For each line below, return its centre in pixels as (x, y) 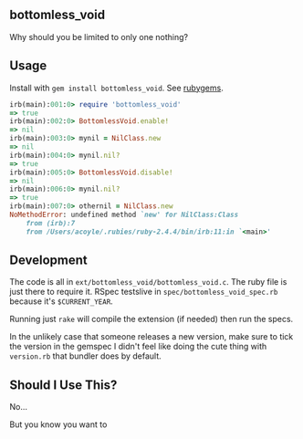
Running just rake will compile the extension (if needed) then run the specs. (151, 319)
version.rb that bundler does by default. (85, 356)
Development (49, 261)
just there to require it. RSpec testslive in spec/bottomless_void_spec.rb (144, 292)
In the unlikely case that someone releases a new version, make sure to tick (151, 337)
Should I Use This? (63, 385)
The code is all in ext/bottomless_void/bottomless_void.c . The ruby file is (148, 282)
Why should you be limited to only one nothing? (99, 37)
